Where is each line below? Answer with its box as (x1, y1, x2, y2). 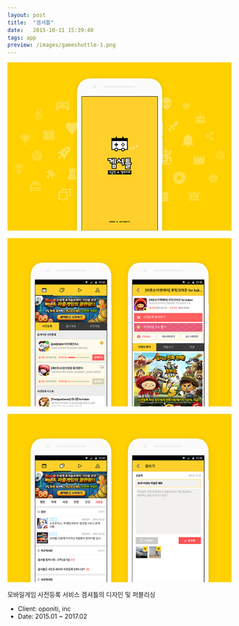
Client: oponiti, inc (17, 605, 71, 613)
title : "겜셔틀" (7, 19, 55, 26)
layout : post (7, 11, 46, 19)
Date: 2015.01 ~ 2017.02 (17, 612, 87, 621)
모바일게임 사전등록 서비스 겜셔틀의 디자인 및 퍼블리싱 (7, 590, 156, 599)
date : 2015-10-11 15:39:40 (7, 26, 94, 33)
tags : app (7, 34, 37, 41)
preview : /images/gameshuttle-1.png (7, 41, 116, 49)
